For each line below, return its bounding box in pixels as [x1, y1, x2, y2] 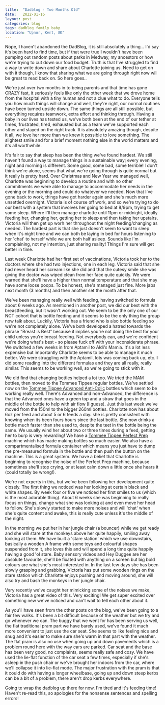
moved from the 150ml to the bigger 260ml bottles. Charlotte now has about [5, 406, 159, 412]
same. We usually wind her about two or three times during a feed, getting [5, 428, 156, 433]
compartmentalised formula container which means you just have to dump [5, 443, 156, 449]
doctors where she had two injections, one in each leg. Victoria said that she [5, 261, 160, 267]
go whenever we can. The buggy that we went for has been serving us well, [5, 618, 159, 624]
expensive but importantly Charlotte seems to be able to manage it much [5, 350, 152, 355]
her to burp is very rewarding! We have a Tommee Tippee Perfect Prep [5, 432, 148, 438]
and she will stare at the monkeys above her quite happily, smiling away [5, 530, 150, 536]
